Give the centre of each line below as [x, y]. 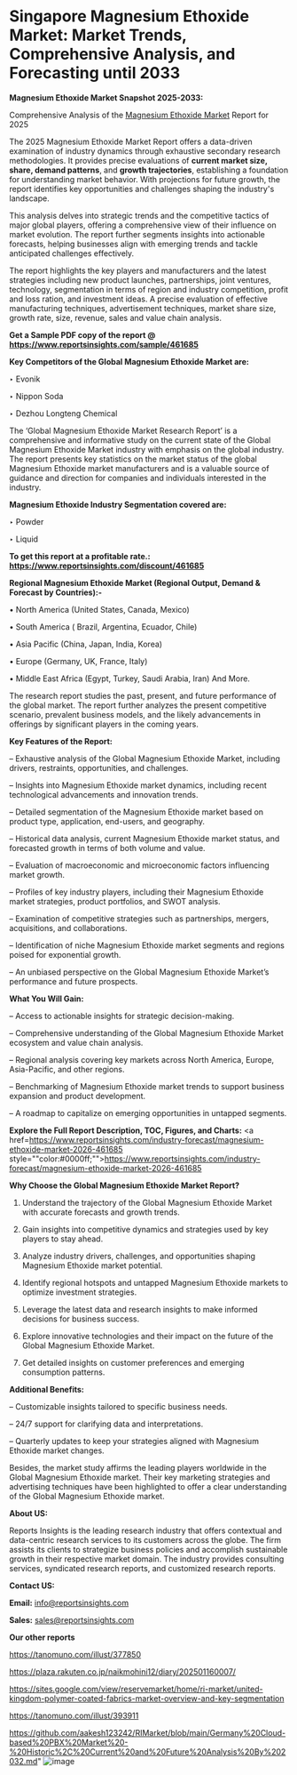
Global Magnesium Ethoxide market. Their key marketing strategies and [140, 1477]
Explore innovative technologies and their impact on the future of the [148, 1336]
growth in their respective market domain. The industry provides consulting [147, 1559]
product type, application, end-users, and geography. [107, 821]
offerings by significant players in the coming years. [104, 724]
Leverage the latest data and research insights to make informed [140, 1309]
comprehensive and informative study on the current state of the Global [140, 440]
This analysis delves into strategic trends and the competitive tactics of [139, 215]
